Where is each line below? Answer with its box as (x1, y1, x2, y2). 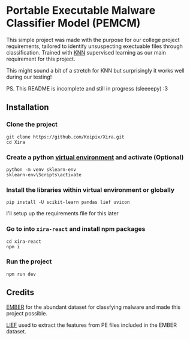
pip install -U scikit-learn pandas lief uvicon (6, 199, 130, 206)
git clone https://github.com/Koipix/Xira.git (6, 134, 125, 140)
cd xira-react (6, 238, 42, 245)
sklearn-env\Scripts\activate (6, 171, 82, 177)
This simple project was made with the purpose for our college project (6, 36, 180, 43)
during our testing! (6, 73, 52, 80)
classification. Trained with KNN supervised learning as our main (6, 49, 166, 56)
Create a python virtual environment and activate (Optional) (6, 153, 184, 161)
